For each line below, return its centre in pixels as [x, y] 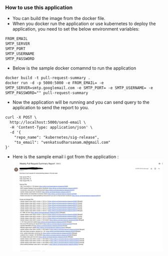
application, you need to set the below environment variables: [76, 29]
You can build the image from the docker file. [59, 19]
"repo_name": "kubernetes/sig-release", [57, 138]
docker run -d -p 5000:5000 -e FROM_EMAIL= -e [54, 83]
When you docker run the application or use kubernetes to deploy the [84, 24]
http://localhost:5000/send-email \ [48, 122]
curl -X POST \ [21, 117]
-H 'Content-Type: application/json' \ [51, 127]
